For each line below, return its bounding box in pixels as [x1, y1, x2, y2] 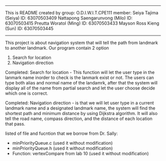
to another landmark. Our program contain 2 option [5, 45, 109, 51]
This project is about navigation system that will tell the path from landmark [5, 40, 158, 45]
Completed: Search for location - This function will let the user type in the [5, 70, 155, 75]
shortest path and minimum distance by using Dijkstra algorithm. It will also [5, 111, 158, 116]
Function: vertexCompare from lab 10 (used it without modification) [12, 151, 149, 156]
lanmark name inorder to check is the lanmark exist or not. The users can [5, 75, 154, 80]
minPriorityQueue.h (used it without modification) [12, 145, 113, 151]
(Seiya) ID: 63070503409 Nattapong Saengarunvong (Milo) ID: [5, 15, 133, 21]
